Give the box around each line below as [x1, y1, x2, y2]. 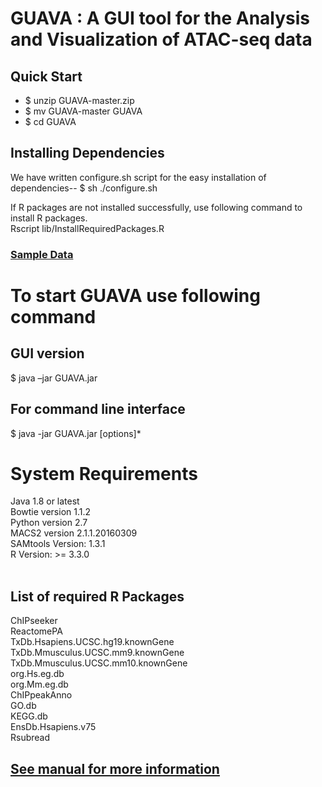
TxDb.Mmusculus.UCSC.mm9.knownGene [10, 647, 185, 659]
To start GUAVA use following [10, 284, 261, 307]
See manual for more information [10, 760, 220, 777]
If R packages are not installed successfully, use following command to [10, 201, 303, 213]
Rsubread [10, 732, 51, 744]
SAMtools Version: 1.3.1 [10, 538, 106, 550]
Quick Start [10, 68, 83, 85]
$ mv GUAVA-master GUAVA [24, 105, 143, 117]
